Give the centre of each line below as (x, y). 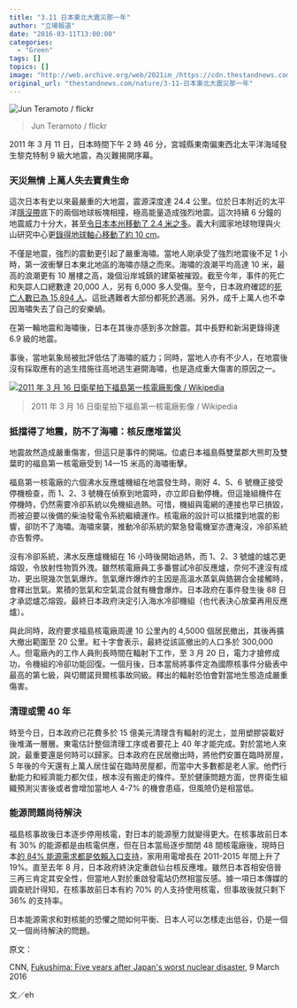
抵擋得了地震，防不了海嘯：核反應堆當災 (95, 431)
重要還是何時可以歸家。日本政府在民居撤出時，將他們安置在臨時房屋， (160, 754)
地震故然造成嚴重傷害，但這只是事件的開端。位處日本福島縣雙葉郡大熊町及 (145, 452)
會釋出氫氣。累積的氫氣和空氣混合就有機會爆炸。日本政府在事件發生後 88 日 (148, 590)
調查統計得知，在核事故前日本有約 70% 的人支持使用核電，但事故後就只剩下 (148, 889)
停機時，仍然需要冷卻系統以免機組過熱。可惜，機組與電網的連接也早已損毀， (148, 504)
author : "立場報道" (42, 26)
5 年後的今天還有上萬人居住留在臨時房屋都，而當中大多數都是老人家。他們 (145, 766)
